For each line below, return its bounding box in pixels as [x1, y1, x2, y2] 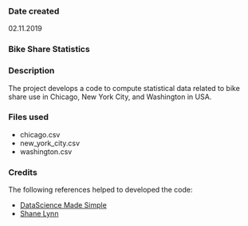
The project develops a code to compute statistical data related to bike [8, 83, 241, 93]
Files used [8, 112, 49, 123]
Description [8, 65, 55, 77]
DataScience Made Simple [19, 200, 108, 210]
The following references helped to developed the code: [8, 185, 193, 195]
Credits [8, 166, 37, 177]
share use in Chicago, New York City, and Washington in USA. [8, 92, 212, 101]
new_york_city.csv [19, 138, 81, 148]
